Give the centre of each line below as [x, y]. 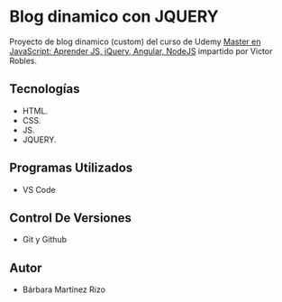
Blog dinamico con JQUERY [114, 17]
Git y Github [45, 240]
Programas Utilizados [71, 168]
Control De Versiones [71, 218]
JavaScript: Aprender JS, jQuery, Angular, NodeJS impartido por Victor [141, 50]
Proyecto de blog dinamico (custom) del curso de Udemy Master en [135, 41]
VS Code [39, 189]
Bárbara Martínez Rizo [64, 289]
